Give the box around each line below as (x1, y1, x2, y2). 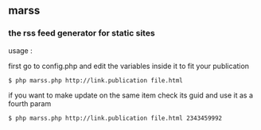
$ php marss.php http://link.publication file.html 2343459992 (8, 114, 223, 122)
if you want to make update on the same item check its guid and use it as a (8, 90, 253, 100)
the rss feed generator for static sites (8, 28, 155, 39)
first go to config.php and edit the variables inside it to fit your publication (8, 61, 249, 71)
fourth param (8, 98, 52, 108)
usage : (8, 45, 33, 55)
